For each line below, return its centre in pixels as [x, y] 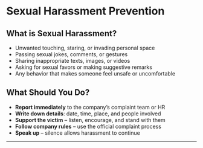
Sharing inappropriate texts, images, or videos [72, 61]
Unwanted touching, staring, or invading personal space [85, 48]
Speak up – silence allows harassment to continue [77, 133]
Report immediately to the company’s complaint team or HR [90, 107]
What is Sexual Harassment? [62, 34]
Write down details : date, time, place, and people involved [88, 114]
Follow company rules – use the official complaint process [88, 126]
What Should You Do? [48, 93]
